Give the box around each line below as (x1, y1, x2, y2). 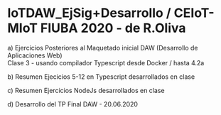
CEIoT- (173, 5, 215, 21)
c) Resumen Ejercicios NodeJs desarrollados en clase (7, 86, 165, 94)
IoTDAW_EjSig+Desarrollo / (7, 5, 172, 21)
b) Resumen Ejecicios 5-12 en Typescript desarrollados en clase (7, 72, 195, 81)
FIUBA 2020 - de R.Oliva (40, 20, 186, 36)
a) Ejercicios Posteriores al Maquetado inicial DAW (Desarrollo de (7, 43, 198, 52)
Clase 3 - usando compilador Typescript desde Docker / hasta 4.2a (7, 58, 205, 67)
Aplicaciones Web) (7, 51, 63, 60)
